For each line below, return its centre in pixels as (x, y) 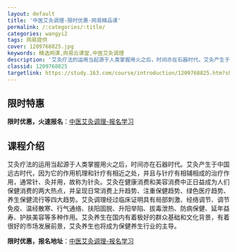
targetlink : (25, 73)
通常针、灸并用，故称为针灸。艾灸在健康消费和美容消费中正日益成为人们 (124, 182)
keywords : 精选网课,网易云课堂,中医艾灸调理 (66, 54)
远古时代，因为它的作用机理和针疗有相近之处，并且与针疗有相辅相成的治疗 (115, 173)
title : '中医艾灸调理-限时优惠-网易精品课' (64, 20)
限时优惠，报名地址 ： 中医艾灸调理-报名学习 (71, 241)
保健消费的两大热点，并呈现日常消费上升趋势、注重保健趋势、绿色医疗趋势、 (119, 191)
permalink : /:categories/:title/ (56, 27)
